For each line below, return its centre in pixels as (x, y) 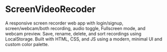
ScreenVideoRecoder (50, 9)
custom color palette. (27, 44)
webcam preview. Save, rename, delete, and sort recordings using (73, 33)
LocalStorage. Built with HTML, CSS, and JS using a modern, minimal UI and (84, 39)
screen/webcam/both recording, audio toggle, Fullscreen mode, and (75, 28)
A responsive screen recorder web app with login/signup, (64, 23)
